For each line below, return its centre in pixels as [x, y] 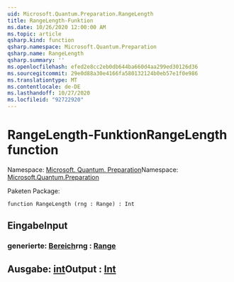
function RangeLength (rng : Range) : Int [71, 204]
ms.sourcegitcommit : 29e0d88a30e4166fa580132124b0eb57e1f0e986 [103, 73]
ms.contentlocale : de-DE [44, 87]
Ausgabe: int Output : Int [62, 269]
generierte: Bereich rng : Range [62, 246]
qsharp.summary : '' [36, 60]
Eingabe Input [38, 226]
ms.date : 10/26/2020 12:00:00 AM [57, 27]
